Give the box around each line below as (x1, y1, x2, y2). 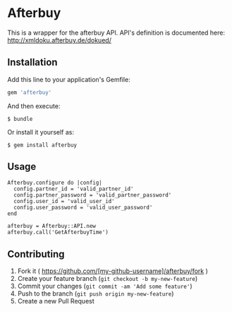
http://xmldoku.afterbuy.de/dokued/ (7, 35, 111, 44)
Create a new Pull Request (17, 297, 95, 306)
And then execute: (7, 101, 61, 110)
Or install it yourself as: (7, 127, 74, 136)
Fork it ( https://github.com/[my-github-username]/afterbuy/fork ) (17, 267, 208, 275)
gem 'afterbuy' (7, 88, 52, 96)
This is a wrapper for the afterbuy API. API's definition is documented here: (7, 28, 226, 37)
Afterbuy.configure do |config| (7, 179, 102, 187)
